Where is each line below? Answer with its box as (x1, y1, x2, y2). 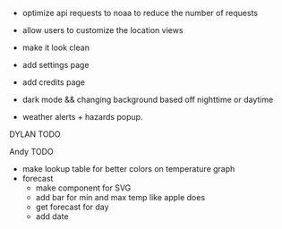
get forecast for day (35, 201, 109, 212)
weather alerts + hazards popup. (21, 112, 143, 122)
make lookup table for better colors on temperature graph (21, 164, 235, 174)
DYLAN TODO (9, 129, 61, 140)
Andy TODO (9, 147, 54, 157)
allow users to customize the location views (21, 25, 184, 35)
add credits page (21, 77, 85, 88)
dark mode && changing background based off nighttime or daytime (21, 94, 274, 105)
